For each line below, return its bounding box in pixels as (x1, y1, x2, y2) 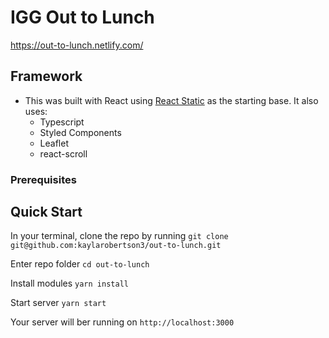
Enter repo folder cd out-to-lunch (10, 258, 150, 270)
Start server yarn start (10, 297, 107, 309)
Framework (10, 68, 83, 85)
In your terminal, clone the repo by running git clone (10, 230, 229, 242)
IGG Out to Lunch (10, 6, 155, 29)
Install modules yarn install (10, 277, 129, 290)
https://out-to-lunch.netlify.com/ (10, 39, 144, 51)
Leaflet (39, 137, 69, 149)
